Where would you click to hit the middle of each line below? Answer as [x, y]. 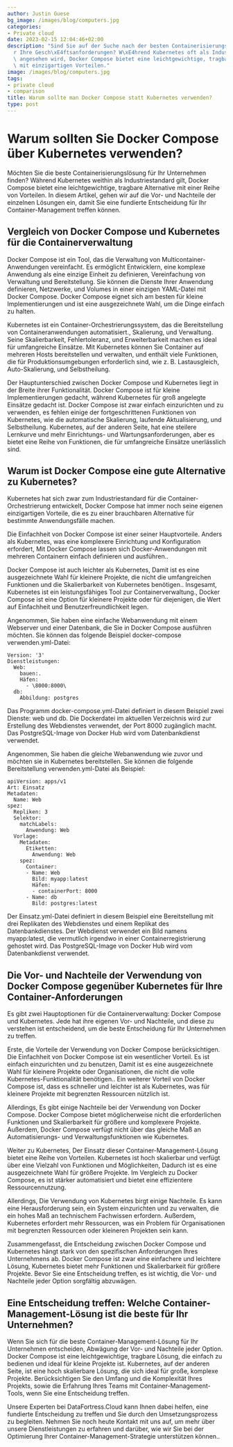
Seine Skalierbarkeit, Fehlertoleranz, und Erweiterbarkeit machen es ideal [112, 339]
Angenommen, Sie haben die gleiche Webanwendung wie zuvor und [105, 754]
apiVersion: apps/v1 [37, 782]
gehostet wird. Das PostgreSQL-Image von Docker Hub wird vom [100, 946]
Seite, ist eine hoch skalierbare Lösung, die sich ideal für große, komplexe [113, 1371]
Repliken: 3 [31, 812]
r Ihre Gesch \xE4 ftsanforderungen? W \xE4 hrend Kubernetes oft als [111, 53]
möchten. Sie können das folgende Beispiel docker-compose [94, 635]
